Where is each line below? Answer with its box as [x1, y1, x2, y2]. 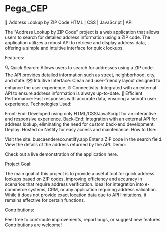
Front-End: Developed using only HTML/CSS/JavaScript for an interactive [5, 110, 156, 116]
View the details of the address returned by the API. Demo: [5, 141, 126, 147]
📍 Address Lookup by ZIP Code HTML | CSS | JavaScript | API [5, 19, 133, 25]
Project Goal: [5, 161, 32, 167]
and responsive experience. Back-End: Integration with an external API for [5, 116, 157, 122]
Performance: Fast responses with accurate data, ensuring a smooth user [5, 95, 157, 101]
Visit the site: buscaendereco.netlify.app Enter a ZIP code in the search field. [5, 136, 163, 142]
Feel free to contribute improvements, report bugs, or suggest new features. [5, 216, 162, 222]
